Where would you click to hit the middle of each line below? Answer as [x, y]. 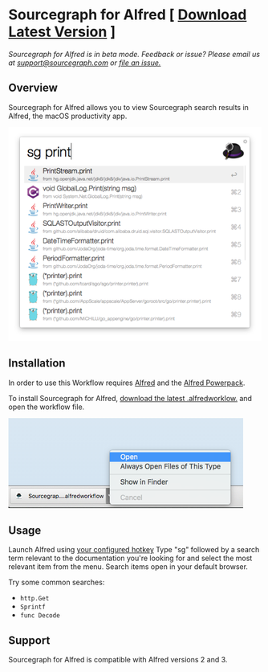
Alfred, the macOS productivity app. [68, 116]
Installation [37, 363]
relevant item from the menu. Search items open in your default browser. [128, 567]
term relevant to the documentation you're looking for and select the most [130, 558]
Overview [33, 88]
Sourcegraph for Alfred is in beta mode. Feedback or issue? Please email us [134, 54]
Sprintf [32, 607]
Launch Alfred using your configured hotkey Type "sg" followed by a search [134, 550]
